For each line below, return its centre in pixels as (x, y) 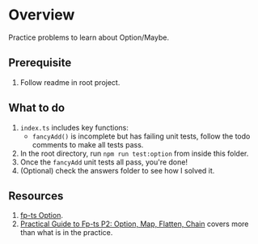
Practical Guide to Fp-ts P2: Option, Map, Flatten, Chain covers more (134, 224)
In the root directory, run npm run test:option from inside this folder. (134, 153)
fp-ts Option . (41, 216)
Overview (42, 15)
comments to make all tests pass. (88, 144)
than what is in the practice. (66, 233)
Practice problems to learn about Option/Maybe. (89, 37)
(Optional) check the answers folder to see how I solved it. (117, 170)
